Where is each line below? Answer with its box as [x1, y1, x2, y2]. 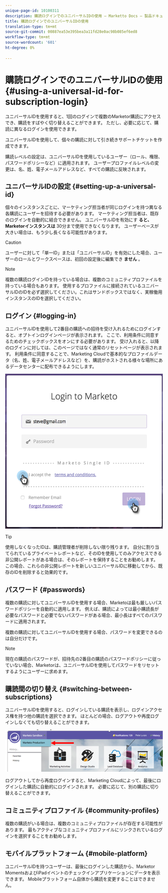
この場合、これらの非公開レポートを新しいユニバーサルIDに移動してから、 [5, 563, 158, 569]
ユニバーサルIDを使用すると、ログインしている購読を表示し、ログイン [5, 707, 149, 713]
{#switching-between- [59, 684, 132, 693]
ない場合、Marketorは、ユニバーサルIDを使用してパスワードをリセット [13, 662, 159, 668]
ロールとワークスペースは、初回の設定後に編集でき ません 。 [18, 256, 143, 262]
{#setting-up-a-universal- [72, 182, 156, 190]
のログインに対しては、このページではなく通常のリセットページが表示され [5, 345, 158, 351]
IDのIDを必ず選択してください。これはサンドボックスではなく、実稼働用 [13, 289, 162, 295]
